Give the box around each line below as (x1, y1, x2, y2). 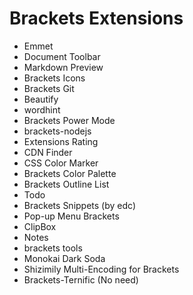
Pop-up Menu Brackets (23, 210, 120, 222)
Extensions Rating (23, 135, 99, 147)
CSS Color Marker (23, 157, 99, 169)
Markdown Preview (23, 61, 104, 73)
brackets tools (23, 242, 83, 254)
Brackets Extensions (9, 7, 184, 30)
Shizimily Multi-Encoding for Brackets (23, 263, 180, 275)
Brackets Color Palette (23, 167, 117, 179)
